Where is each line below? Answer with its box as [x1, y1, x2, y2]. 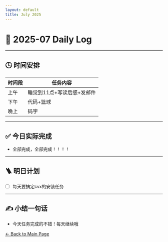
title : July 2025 [5, 12, 41, 17]
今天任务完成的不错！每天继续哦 [12, 220, 78, 226]
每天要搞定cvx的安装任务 [12, 183, 64, 189]
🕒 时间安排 [5, 61, 40, 69]
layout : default [5, 7, 39, 13]
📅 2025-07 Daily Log [5, 34, 92, 45]
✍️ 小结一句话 [5, 204, 48, 213]
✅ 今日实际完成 [5, 132, 52, 141]
